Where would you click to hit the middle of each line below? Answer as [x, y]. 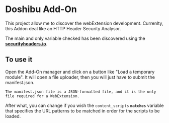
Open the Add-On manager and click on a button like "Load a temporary [80, 72]
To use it [19, 60]
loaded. [13, 116]
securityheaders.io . [26, 43]
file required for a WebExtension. [43, 96]
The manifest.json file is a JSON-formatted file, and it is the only [81, 92]
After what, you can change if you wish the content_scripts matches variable [84, 105]
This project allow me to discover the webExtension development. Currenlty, [84, 23]
